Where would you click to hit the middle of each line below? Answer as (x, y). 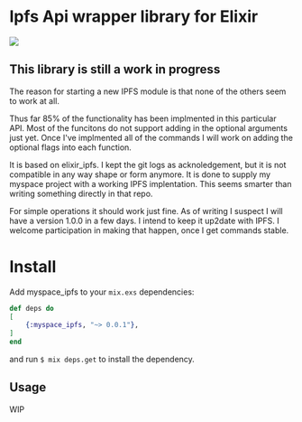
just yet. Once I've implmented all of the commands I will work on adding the (151, 137)
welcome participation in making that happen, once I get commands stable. (149, 230)
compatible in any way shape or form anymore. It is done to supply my (140, 174)
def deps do (32, 308)
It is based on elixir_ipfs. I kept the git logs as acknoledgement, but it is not (148, 164)
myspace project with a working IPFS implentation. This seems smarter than (151, 183)
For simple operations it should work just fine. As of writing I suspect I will (146, 211)
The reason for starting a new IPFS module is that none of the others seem (148, 91)
